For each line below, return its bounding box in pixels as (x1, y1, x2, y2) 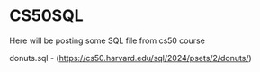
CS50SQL (9, 5, 84, 26)
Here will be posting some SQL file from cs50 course (9, 35, 205, 46)
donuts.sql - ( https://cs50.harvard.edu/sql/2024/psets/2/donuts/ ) (9, 52, 252, 63)
